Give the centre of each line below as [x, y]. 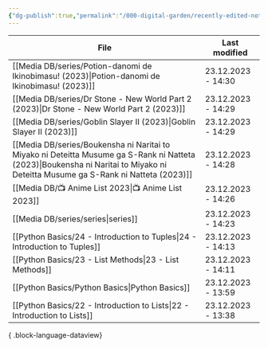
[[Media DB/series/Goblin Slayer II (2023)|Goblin [104, 122]
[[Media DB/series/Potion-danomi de [82, 66]
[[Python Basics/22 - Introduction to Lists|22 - [101, 305]
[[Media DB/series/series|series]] [75, 218]
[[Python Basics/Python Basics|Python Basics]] [101, 287]
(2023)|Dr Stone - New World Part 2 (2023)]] [99, 108]
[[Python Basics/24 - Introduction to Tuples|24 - [104, 237]
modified [230, 53]
